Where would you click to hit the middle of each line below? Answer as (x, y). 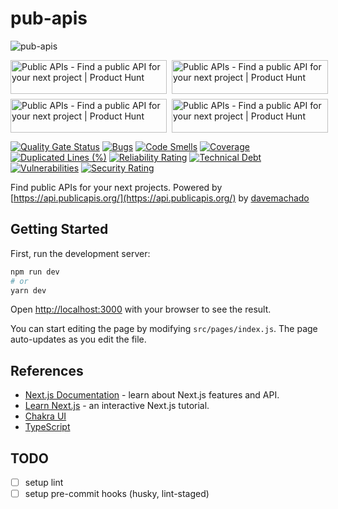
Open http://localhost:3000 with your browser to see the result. (141, 309)
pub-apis (49, 18)
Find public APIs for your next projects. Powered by (116, 187)
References (47, 370)
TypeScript (47, 427)
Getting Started (59, 229)
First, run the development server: (80, 253)
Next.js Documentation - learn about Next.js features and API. (152, 395)
